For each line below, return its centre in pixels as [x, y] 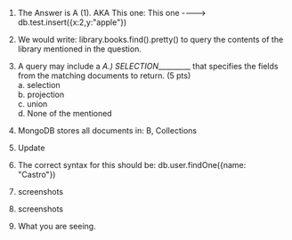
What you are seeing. [57, 226]
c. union [32, 104]
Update [31, 148]
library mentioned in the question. [80, 49]
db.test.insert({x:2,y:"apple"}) [72, 22]
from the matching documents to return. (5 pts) [104, 76]
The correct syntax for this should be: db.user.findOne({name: [132, 165]
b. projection [41, 94]
